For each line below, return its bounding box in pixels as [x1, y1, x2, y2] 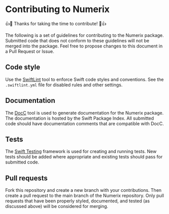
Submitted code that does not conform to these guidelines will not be [5, 37, 149, 43]
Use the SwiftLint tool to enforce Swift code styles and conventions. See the [5, 76, 164, 82]
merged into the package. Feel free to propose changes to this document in [5, 43, 163, 49]
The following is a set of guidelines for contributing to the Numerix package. [5, 32, 164, 38]
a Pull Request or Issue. [5, 48, 55, 54]
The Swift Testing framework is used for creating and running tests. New [5, 148, 157, 154]
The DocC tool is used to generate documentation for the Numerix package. [5, 110, 164, 116]
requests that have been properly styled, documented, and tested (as [5, 198, 150, 204]
